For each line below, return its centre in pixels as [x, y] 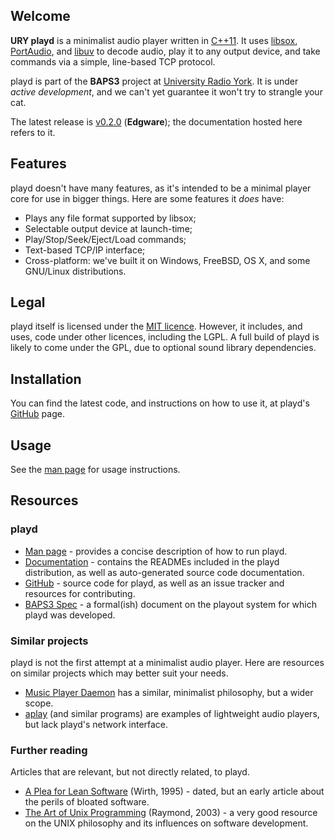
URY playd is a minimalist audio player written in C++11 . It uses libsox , [154, 40]
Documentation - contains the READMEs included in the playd [152, 561]
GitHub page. [37, 414]
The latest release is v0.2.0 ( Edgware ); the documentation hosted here [156, 121]
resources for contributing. [80, 593]
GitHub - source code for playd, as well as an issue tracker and [154, 583]
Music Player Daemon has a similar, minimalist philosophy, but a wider [169, 693]
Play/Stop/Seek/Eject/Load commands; [105, 239]
